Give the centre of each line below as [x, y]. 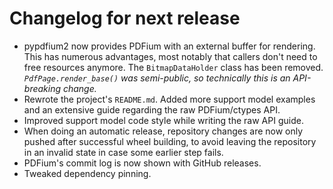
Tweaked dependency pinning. [87, 173]
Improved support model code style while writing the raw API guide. [163, 120]
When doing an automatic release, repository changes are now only [163, 131]
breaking [42, 88]
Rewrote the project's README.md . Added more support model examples [169, 99]
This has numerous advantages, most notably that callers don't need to [170, 56]
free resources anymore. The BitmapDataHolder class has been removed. [173, 67]
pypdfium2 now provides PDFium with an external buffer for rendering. [169, 46]
